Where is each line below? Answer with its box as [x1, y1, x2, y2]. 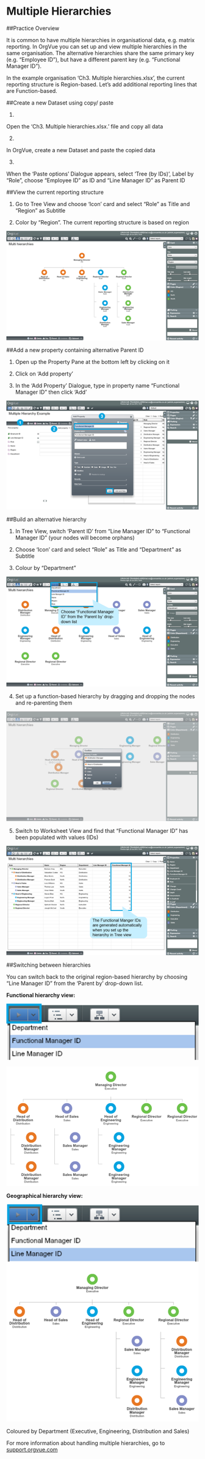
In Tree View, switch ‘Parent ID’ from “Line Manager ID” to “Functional [15, 528, 190, 535]
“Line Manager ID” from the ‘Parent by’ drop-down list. [6, 980, 143, 987]
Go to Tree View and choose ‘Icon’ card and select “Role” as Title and [15, 200, 190, 207]
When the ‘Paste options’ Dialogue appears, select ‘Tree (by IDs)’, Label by [6, 170, 194, 177]
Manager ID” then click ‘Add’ [15, 388, 87, 396]
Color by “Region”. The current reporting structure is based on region [15, 218, 189, 226]
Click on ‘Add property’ [15, 370, 73, 377]
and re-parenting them [15, 699, 73, 706]
